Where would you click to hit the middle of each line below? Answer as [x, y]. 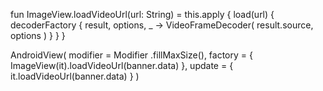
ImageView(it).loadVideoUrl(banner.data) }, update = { [122, 65]
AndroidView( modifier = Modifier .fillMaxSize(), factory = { [131, 55]
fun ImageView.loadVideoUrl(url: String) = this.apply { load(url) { [142, 14]
